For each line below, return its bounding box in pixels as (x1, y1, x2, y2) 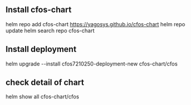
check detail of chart (5, 78, 85, 88)
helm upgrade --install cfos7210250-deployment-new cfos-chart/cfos (5, 60, 178, 67)
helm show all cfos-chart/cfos (5, 93, 79, 100)
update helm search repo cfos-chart (5, 27, 95, 34)
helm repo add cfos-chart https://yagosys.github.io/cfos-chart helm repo (5, 20, 186, 27)
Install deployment (5, 44, 77, 54)
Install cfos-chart (5, 5, 72, 15)
